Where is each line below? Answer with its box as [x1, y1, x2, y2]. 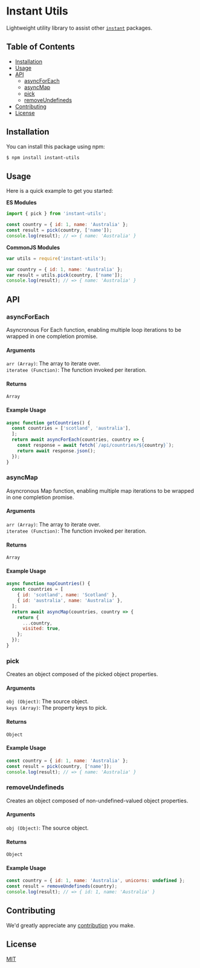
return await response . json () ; [17, 447, 96, 454]
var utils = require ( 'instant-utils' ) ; [6, 255, 107, 261]
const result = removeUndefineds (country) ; [6, 883, 118, 889]
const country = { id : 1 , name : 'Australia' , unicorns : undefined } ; [6, 878, 185, 884]
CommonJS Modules [6, 244, 60, 251]
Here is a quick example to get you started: [6, 187, 114, 195]
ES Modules [6, 199, 37, 206]
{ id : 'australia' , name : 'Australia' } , [17, 597, 123, 604]
